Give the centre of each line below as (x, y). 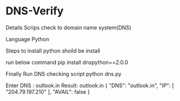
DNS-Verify (35, 11)
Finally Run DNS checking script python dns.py (64, 74)
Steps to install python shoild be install (53, 51)
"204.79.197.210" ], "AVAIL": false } (48, 91)
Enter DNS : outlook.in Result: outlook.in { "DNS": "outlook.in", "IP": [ (90, 85)
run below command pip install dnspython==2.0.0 (67, 62)
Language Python (27, 39)
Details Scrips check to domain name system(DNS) (68, 27)
